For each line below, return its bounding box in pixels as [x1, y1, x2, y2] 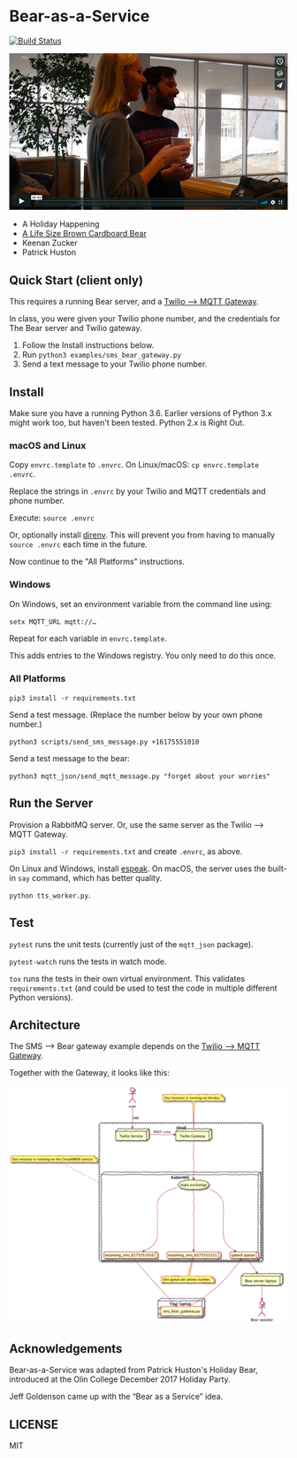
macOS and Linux [9, 439, 87, 451]
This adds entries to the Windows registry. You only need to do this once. [9, 650, 277, 660]
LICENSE [9, 1416, 59, 1431]
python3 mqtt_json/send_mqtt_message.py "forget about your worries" [9, 772, 271, 781]
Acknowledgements [9, 1341, 123, 1356]
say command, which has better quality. [17, 872, 163, 883]
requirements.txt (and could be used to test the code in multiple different [9, 983, 278, 993]
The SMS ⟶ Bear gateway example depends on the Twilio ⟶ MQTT [9, 1041, 261, 1052]
